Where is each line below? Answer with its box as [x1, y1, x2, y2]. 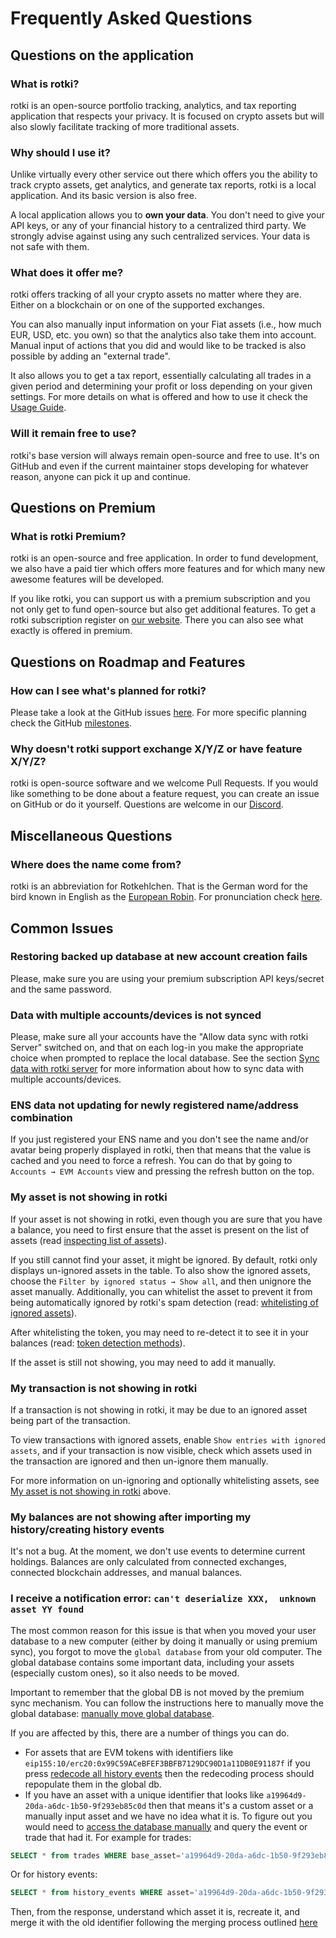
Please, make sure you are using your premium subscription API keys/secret [10, 972, 325, 984]
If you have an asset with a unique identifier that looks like [24, 1788, 265, 1801]
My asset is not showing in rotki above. [10, 1485, 172, 1497]
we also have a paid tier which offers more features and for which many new [10, 563, 326, 575]
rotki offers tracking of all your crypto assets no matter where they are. [10, 288, 302, 301]
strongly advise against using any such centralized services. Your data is [10, 230, 311, 242]
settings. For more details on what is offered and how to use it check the [10, 391, 308, 403]
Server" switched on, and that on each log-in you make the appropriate [10, 1042, 304, 1054]
